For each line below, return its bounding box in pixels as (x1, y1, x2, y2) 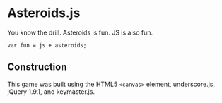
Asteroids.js (7, 5, 81, 21)
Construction (7, 61, 67, 73)
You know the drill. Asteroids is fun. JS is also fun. (7, 28, 153, 37)
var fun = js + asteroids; (7, 42, 87, 49)
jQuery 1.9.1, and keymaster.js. (7, 87, 95, 96)
